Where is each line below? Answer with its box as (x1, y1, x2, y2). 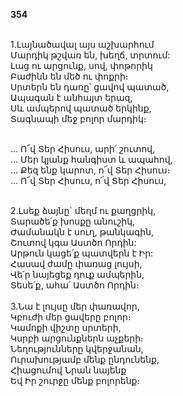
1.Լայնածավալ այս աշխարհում (10, 39, 155, 50)
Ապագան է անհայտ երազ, (10, 92, 133, 103)
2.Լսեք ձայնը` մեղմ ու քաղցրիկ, (10, 205, 157, 216)
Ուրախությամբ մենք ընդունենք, (10, 354, 160, 365)
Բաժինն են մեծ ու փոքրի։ (10, 70, 129, 82)
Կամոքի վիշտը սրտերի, (10, 322, 122, 333)
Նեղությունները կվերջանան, (10, 343, 144, 354)
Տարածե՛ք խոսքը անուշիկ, (10, 215, 136, 227)
